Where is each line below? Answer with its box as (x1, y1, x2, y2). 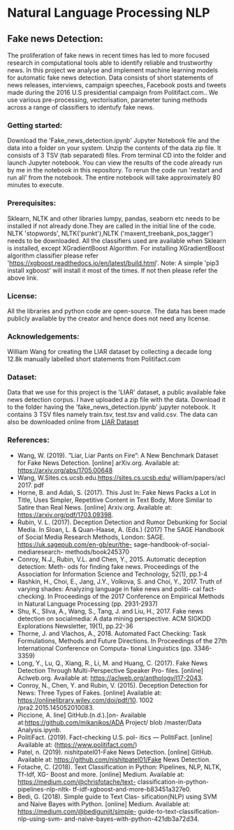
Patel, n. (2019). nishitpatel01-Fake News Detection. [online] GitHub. (17, 748, 213, 756)
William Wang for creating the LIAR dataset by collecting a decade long (7, 348, 212, 356)
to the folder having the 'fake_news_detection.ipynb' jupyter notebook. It (7, 403, 217, 411)
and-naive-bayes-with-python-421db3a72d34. (64, 815, 200, 823)
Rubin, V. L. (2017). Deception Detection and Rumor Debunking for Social (17, 518, 228, 526)
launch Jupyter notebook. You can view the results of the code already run (7, 158, 223, 167)
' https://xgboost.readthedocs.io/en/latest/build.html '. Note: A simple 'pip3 (7, 258, 219, 267)
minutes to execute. (7, 181, 64, 189)
